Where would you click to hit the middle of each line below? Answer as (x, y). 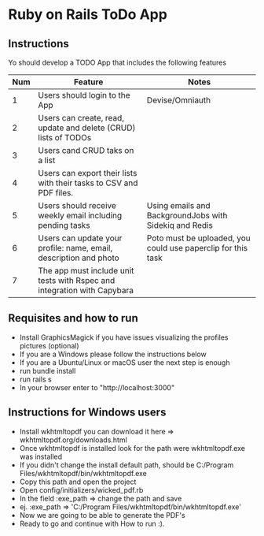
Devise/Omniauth (179, 100)
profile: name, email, (75, 248)
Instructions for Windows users (87, 413)
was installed (41, 456)
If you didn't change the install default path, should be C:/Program (126, 465)
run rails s (36, 379)
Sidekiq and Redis (180, 225)
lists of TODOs (65, 138)
